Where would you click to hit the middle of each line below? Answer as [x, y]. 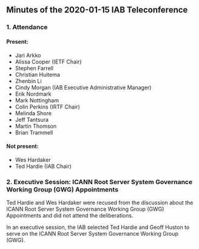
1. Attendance [27, 27]
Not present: [22, 146]
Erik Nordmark [33, 94]
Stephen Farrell [34, 68]
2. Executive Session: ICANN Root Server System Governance [99, 182]
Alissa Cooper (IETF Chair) [48, 61]
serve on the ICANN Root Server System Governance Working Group [93, 234]
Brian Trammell [34, 132]
